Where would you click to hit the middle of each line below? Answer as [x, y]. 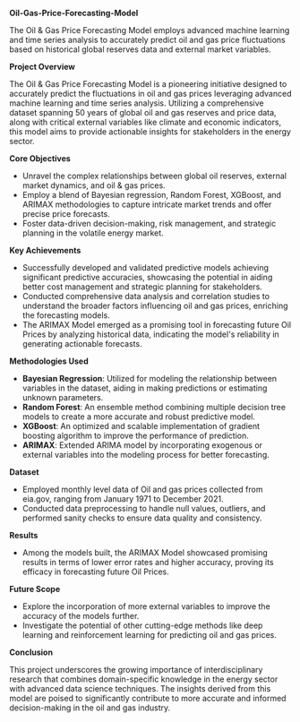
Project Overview [43, 67]
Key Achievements [45, 250]
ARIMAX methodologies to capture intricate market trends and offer [147, 204]
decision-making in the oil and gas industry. [90, 708]
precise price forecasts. [66, 214]
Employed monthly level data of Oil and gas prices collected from [142, 489]
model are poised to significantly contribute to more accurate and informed [148, 698]
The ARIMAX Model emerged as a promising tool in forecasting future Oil [157, 325]
